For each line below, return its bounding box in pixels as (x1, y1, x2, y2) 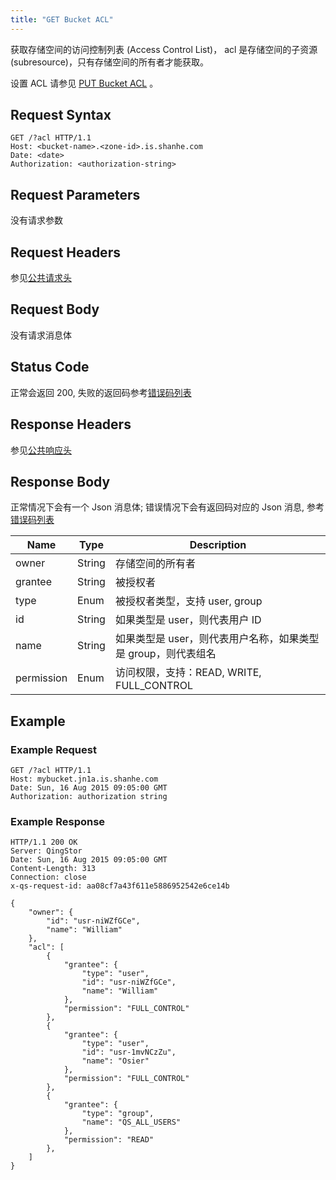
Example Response (10, 814, 106, 828)
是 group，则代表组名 (114, 647, 217, 661)
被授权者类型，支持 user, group (114, 594, 263, 608)
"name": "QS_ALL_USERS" (81, 1117, 182, 1128)
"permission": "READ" (63, 1135, 155, 1145)
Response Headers (10, 416, 132, 433)
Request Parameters (10, 186, 141, 203)
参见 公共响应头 (10, 444, 72, 456)
